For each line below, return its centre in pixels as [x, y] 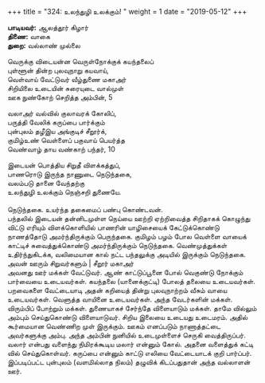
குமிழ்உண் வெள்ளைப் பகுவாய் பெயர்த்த [66, 140]
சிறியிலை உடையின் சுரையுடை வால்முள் [66, 88]
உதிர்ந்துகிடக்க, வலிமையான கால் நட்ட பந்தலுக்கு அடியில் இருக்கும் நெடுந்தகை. [127, 254]
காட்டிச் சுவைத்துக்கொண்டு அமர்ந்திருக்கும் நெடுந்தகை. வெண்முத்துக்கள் [117, 245]
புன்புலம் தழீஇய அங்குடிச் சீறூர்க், [57, 131]
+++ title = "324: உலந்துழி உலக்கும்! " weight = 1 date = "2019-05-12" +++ [127, 12]
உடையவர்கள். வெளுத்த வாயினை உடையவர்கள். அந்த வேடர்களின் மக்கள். [120, 299]
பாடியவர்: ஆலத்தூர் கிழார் [48, 28]
